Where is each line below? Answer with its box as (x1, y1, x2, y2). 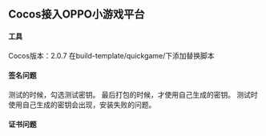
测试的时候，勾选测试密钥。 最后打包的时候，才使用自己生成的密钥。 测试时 (8, 90, 258, 99)
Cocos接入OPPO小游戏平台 (8, 7, 145, 22)
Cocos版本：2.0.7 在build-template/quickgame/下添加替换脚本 (8, 50, 215, 60)
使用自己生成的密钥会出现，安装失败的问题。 (8, 99, 156, 110)
